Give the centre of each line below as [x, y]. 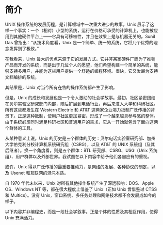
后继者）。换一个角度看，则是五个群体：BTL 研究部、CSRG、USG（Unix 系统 [81, 150]
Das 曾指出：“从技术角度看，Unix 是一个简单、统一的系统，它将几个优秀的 [79, 42]
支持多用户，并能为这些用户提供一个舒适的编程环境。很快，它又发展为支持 [83, 71]
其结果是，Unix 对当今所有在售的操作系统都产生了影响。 [61, 87]
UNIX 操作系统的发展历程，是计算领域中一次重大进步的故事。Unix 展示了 [78, 24]
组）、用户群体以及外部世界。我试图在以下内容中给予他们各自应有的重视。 [78, 156]
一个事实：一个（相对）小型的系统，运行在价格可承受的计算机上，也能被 [81, 30]
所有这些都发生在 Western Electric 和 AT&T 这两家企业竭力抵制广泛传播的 [78, 110]
